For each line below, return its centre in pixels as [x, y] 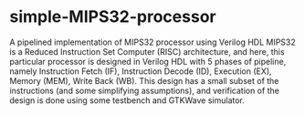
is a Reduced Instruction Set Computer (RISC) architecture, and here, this [147, 51]
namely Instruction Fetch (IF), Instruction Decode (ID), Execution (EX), [141, 71]
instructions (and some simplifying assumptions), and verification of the [145, 90]
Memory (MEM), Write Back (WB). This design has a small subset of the [144, 80]
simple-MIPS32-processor [113, 17]
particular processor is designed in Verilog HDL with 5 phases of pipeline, [148, 61]
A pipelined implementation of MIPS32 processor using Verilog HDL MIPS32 [153, 42]
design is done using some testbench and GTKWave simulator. [127, 100]
